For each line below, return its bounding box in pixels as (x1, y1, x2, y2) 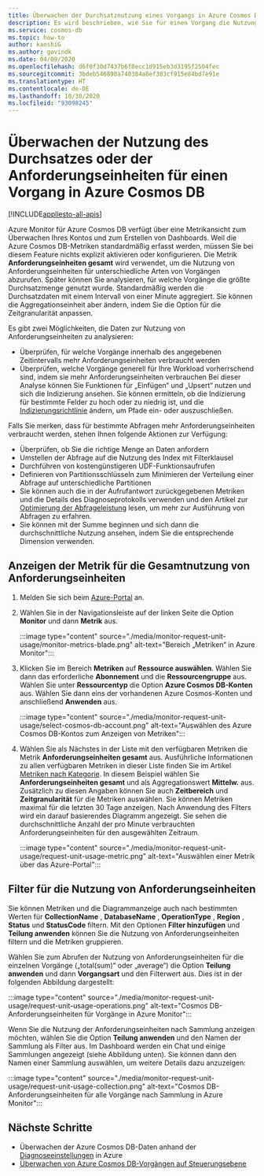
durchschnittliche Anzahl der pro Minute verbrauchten (19, 819, 196, 829)
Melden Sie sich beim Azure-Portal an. (19, 592, 145, 602)
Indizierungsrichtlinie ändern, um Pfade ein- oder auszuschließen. (19, 406, 234, 416)
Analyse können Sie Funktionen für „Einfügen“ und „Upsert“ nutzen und (19, 381, 251, 390)
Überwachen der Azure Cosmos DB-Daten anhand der (19, 1142, 196, 1152)
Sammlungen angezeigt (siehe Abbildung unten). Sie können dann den (8, 1049, 237, 1059)
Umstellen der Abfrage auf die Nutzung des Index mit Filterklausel (19, 453, 234, 463)
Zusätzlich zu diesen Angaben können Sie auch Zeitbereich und (19, 786, 229, 795)
